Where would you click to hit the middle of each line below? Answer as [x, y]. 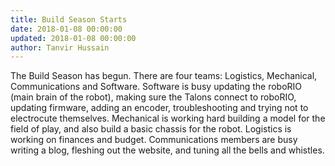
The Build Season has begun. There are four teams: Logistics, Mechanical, [164, 76]
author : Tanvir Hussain [60, 47]
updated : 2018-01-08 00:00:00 [73, 38]
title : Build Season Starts [69, 19]
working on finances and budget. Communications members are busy [154, 140]
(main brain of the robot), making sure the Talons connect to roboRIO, [153, 97]
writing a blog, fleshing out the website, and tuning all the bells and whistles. [167, 150]
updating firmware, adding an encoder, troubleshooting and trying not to [159, 108]
